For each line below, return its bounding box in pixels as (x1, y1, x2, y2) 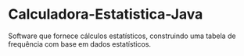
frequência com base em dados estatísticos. (8, 39, 151, 48)
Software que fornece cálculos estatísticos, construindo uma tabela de (8, 31, 236, 40)
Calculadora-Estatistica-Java (8, 5, 203, 23)
